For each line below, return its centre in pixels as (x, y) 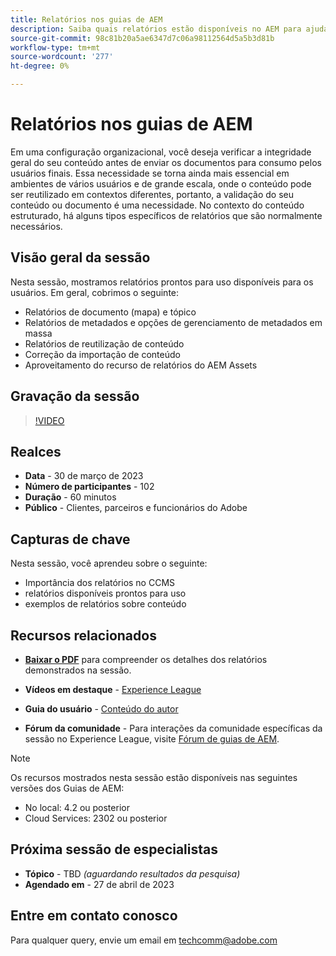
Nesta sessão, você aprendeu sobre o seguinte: (109, 563)
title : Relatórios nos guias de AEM (86, 19)
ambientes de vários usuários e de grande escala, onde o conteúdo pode (161, 183)
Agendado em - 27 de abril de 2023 (99, 884)
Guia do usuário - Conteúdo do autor (101, 709)
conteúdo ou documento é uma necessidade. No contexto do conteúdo (157, 205)
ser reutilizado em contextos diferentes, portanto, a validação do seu (152, 194)
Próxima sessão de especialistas (114, 849)
